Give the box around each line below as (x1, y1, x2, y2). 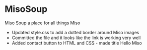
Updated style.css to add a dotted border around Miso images (11, 29, 140, 35)
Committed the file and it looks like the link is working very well (11, 35, 141, 41)
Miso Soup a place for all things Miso (4, 20, 80, 26)
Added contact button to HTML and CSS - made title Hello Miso (11, 40, 142, 46)
